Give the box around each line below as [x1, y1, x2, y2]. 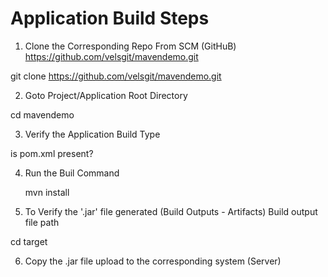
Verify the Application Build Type [24, 128, 161, 140]
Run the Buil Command [24, 167, 120, 179]
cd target [10, 235, 48, 247]
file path [24, 216, 60, 228]
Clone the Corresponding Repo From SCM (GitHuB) [24, 40, 237, 52]
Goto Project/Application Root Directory [24, 89, 188, 101]
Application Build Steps [10, 7, 210, 30]
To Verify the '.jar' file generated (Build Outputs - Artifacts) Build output [24, 205, 318, 217]
